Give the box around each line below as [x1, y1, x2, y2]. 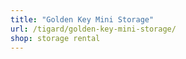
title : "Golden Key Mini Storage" [10, 14, 155, 25]
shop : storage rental [10, 33, 101, 43]
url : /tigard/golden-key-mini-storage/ [10, 24, 177, 34]
